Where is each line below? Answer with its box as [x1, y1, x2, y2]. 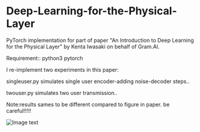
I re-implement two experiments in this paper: [6, 66, 119, 73]
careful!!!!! [6, 107, 32, 114]
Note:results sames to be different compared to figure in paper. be [6, 100, 170, 108]
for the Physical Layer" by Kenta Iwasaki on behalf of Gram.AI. [6, 43, 160, 50]
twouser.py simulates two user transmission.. [6, 89, 118, 96]
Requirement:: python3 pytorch [6, 54, 83, 62]
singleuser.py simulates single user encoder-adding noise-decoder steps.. [6, 78, 190, 85]
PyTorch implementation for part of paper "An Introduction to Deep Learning [6, 36, 195, 44]
